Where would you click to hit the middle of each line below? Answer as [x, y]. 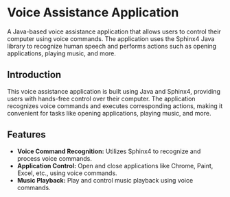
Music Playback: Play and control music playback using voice [105, 180]
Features [26, 135]
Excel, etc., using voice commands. [67, 173]
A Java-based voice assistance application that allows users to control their [114, 31]
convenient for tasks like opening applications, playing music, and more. [109, 113]
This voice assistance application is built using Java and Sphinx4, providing [114, 91]
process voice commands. [55, 158]
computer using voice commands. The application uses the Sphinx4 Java [111, 38]
